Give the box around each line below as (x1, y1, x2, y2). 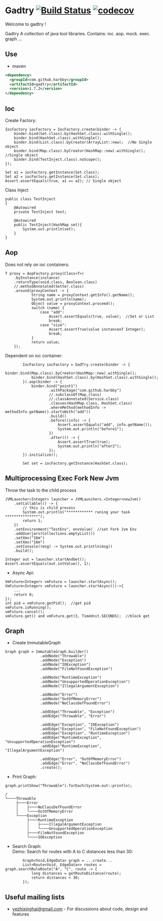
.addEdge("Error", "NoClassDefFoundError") (40, 761, 131, 766)
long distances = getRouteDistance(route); (31, 871, 121, 876)
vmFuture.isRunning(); (5, 605, 51, 610)
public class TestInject (5, 196, 56, 201)
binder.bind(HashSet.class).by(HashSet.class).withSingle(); (31, 375, 159, 380)
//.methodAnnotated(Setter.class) (14, 284, 84, 289)
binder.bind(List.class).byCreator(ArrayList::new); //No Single (14, 140, 152, 145)
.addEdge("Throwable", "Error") (40, 714, 106, 719)
